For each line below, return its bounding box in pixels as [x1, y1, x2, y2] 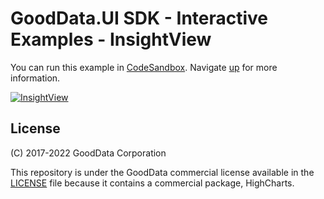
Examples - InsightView [10, 28, 212, 51]
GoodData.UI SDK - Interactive [10, 7, 269, 30]
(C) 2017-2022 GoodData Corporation [10, 147, 167, 159]
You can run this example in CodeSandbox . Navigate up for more [10, 61, 278, 73]
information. [10, 72, 61, 84]
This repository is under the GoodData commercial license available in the [10, 166, 315, 178]
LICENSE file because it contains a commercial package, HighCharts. [10, 177, 295, 189]
